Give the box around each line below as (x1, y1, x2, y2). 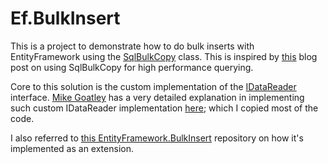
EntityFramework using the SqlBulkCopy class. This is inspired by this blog (10, 50, 318, 62)
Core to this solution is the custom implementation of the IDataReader (10, 80, 297, 92)
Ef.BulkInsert (10, 7, 121, 30)
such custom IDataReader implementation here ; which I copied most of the (10, 102, 319, 114)
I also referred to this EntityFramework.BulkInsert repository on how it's (10, 132, 304, 144)
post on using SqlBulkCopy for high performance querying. (10, 61, 254, 73)
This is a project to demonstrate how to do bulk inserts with (10, 40, 255, 52)
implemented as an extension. (10, 142, 134, 154)
